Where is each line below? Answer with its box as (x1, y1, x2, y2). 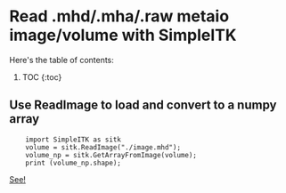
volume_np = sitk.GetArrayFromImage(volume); (25, 150, 198, 159)
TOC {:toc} (21, 71, 62, 82)
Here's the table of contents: (9, 54, 114, 65)
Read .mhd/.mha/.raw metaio (9, 6, 230, 27)
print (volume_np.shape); (25, 158, 122, 167)
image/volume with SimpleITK (9, 25, 237, 45)
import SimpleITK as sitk (25, 135, 122, 144)
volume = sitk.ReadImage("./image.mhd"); (25, 142, 181, 152)
